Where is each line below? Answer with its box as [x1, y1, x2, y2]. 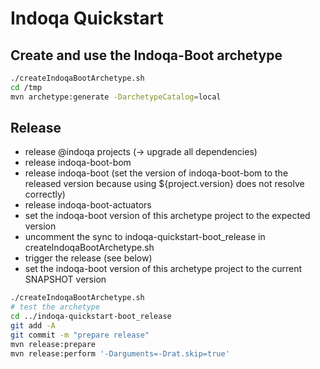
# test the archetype [10, 302, 101, 312]
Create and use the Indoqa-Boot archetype [10, 47, 283, 64]
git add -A [10, 321, 56, 331]
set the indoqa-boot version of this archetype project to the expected [24, 210, 311, 222]
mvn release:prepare [10, 339, 97, 349]
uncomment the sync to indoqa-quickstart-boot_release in [24, 231, 266, 243]
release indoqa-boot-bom [24, 157, 132, 169]
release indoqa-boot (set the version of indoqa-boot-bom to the [24, 167, 289, 179]
